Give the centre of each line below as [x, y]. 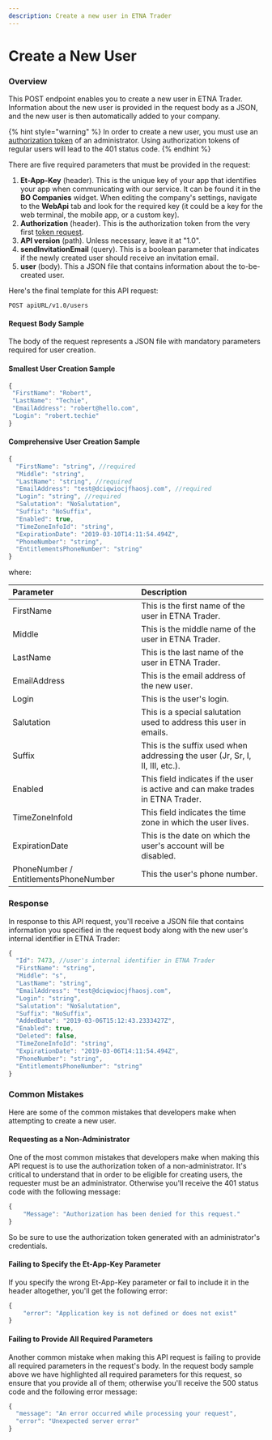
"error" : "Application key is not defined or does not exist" [130, 1313]
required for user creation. [52, 350]
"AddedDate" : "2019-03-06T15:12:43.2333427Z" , [96, 1021]
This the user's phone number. [200, 874]
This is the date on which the [196, 836]
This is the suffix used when [195, 746]
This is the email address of [193, 675]
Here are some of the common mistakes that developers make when [122, 1112]
